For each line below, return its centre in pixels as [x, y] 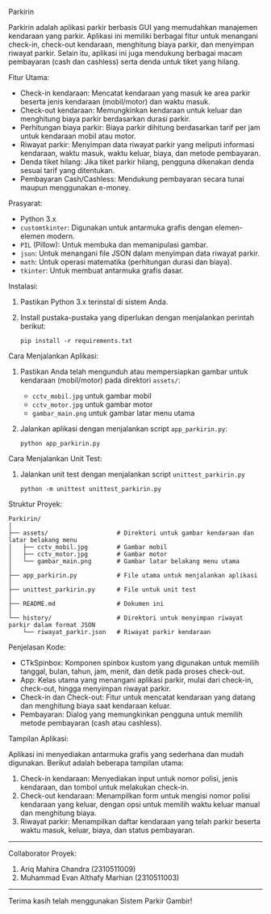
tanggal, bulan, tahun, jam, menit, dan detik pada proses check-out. [132, 671]
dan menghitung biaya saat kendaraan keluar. [96, 706]
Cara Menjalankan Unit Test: [55, 459]
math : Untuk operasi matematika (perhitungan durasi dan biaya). [126, 262]
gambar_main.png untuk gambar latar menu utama [113, 413]
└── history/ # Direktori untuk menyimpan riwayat [126, 618]
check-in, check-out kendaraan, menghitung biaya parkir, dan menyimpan [131, 44]
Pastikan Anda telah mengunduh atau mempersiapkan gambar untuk [134, 372]
